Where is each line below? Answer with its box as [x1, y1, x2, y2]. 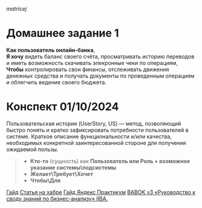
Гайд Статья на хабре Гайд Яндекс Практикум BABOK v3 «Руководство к [6, 188, 196, 196]
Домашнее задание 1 [6, 27, 119, 40]
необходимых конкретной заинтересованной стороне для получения [6, 139, 186, 146]
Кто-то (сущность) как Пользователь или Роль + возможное [30, 157, 191, 164]
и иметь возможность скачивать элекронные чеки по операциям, [6, 59, 178, 66]
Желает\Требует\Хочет [30, 170, 94, 178]
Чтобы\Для [30, 176, 61, 184]
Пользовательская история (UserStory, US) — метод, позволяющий [6, 119, 181, 127]
